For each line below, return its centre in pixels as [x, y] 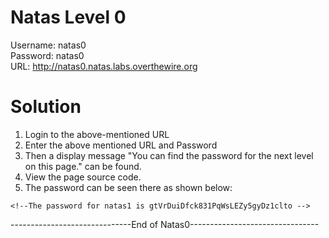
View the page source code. [83, 177]
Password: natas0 [47, 55]
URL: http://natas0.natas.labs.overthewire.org [104, 66]
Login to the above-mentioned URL [97, 134]
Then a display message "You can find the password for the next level [169, 155]
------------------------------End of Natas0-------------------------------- [165, 224]
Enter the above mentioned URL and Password [121, 145]
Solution [46, 107]
